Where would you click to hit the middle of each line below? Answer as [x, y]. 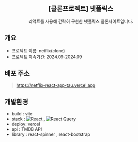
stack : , [28, 119]
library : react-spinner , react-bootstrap [51, 134]
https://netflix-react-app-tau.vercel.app [56, 85]
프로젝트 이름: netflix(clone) [38, 50]
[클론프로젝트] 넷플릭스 [81, 9]
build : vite [22, 114]
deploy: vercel [26, 124]
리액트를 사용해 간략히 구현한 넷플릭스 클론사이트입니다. [81, 21]
